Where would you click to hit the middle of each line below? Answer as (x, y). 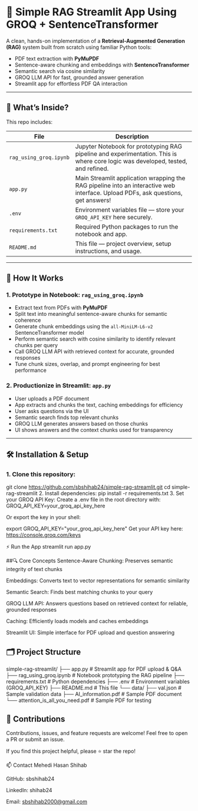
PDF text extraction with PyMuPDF (57, 58)
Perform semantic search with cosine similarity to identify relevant (95, 339)
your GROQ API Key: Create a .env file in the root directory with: (83, 500)
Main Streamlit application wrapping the (130, 178)
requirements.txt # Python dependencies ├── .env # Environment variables (98, 682)
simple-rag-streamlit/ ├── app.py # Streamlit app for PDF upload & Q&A (94, 669)
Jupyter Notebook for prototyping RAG (129, 146)
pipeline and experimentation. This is (126, 154)
